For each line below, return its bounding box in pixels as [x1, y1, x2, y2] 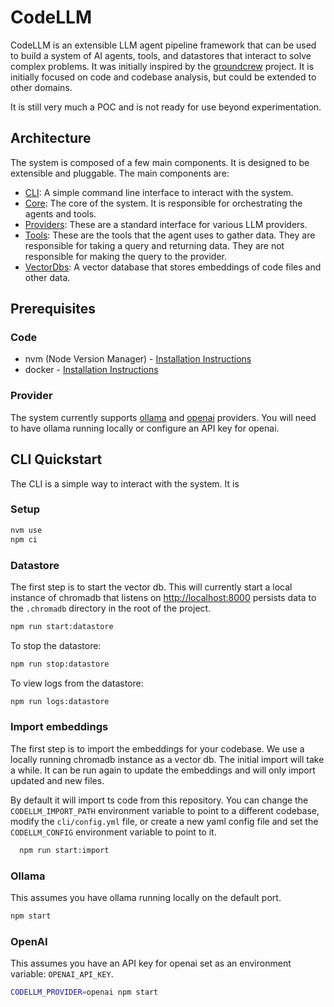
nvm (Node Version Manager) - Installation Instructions [24, 353, 252, 365]
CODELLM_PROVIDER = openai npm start [10, 987, 159, 998]
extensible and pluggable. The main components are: [10, 167, 230, 179]
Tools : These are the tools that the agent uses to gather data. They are [24, 229, 316, 241]
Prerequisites [10, 301, 96, 318]
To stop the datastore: [10, 639, 102, 651]
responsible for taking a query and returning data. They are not [24, 239, 285, 251]
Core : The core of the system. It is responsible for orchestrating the [24, 197, 303, 209]
